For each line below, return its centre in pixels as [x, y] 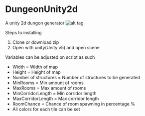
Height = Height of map [36, 72]
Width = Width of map [35, 67]
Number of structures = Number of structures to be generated [76, 77]
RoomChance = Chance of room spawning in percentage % [74, 104]
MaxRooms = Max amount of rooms [49, 88]
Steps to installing [23, 32]
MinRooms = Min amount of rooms [48, 83]
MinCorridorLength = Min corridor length [54, 93]
